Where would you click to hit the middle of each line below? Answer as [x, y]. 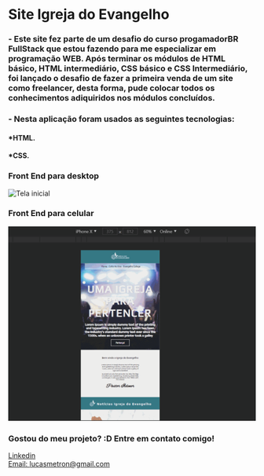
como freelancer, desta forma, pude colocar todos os [112, 88]
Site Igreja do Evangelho [89, 15]
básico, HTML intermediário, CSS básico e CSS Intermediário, [128, 68]
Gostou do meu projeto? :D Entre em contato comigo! [111, 438]
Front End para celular [51, 214]
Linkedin [22, 456]
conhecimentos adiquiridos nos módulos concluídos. [112, 98]
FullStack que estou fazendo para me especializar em [112, 49]
